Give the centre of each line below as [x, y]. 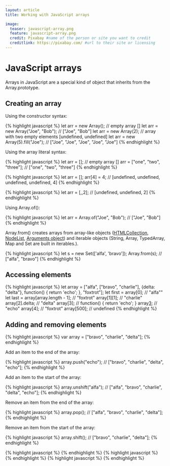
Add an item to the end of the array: [43, 352]
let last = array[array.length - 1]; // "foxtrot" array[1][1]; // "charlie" [74, 298]
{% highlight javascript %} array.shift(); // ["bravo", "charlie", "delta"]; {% [81, 437]
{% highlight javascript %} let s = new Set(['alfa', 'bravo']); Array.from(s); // [84, 253]
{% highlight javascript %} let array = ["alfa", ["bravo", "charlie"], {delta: [80, 287]
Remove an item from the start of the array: [50, 428]
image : [12, 24]
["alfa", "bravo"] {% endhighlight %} [43, 259]
